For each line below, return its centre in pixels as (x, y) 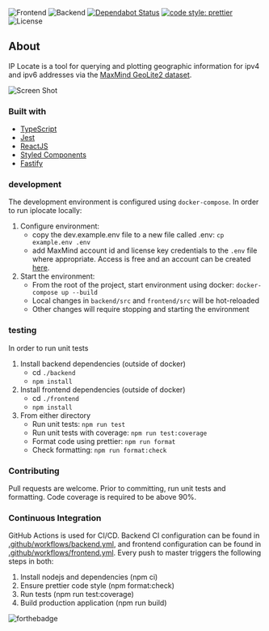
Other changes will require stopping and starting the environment (141, 309)
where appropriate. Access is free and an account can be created (141, 259)
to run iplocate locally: (45, 211)
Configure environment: (59, 226)
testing (23, 330)
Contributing (34, 471)
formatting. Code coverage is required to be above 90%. (103, 497)
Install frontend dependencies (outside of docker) (103, 390)
